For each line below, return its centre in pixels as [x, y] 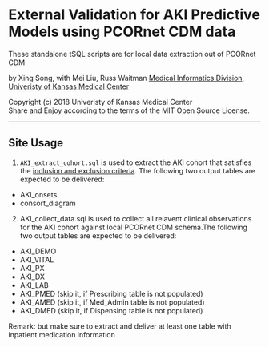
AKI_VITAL [37, 259]
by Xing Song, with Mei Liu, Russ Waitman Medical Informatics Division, [126, 78]
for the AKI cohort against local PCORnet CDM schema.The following [134, 227]
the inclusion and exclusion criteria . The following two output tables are [138, 170]
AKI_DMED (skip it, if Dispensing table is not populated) [111, 310]
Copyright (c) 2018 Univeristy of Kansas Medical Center [100, 102]
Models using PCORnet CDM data [122, 32]
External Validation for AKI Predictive [134, 15]
